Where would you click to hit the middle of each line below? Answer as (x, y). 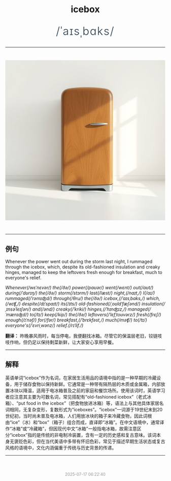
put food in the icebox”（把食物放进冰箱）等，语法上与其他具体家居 (89, 403)
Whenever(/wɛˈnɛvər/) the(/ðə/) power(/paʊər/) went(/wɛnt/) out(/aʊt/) (79, 288)
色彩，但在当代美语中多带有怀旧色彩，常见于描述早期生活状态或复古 (94, 441)
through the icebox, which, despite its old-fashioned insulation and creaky (83, 267)
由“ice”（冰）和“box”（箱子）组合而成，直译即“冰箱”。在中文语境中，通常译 (85, 422)
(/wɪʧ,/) (13, 304)
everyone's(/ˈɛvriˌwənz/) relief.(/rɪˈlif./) (44, 325)
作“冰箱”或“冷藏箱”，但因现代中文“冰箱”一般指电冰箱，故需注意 (71, 429)
